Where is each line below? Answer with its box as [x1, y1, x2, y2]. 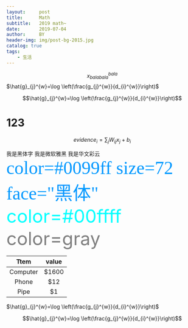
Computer [9, 267, 38, 276]
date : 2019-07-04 [6, 26, 67, 32]
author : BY [6, 32, 45, 38]
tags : [6, 49, 20, 55]
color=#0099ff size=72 [6, 157, 173, 178]
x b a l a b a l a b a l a [86, 71, 118, 81]
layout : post [6, 9, 50, 15]
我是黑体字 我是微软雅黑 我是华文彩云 [6, 150, 100, 157]
